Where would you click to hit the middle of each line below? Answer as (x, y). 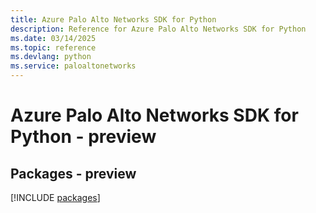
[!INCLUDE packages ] (55, 197)
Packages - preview (73, 173)
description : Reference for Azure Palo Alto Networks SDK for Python (158, 29)
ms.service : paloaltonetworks (73, 66)
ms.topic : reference (53, 47)
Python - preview (83, 137)
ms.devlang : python (51, 57)
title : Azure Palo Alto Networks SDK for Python (113, 19)
